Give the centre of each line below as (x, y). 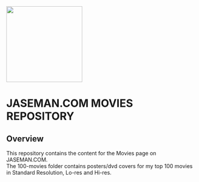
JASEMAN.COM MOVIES (70, 103)
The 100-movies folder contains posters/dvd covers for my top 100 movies (99, 166)
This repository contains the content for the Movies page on (81, 153)
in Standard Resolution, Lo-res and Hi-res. (59, 173)
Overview (25, 139)
